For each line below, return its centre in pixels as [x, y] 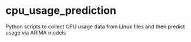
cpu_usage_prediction [61, 11]
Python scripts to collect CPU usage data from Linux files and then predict [95, 26]
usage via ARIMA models [36, 32]
